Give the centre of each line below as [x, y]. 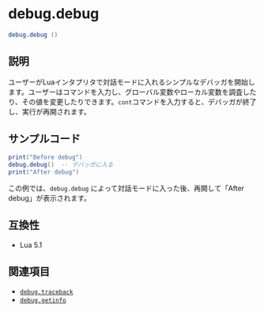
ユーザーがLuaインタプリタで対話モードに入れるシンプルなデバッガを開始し [132, 82]
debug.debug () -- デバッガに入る [61, 165]
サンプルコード [44, 139]
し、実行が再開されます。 [49, 111]
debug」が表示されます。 [49, 198]
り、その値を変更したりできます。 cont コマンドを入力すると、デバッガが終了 [132, 101]
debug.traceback [46, 292]
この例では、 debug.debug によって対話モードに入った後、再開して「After [126, 188]
